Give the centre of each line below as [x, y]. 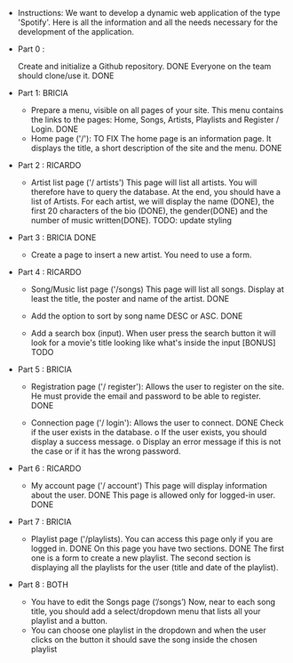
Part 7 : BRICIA [45, 522]
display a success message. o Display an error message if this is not [156, 441]
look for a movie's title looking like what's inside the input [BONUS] [153, 343]
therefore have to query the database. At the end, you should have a [156, 192]
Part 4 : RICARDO [49, 272]
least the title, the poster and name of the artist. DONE [130, 299]
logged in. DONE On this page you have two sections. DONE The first [157, 548]
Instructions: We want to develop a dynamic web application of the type [149, 13]
